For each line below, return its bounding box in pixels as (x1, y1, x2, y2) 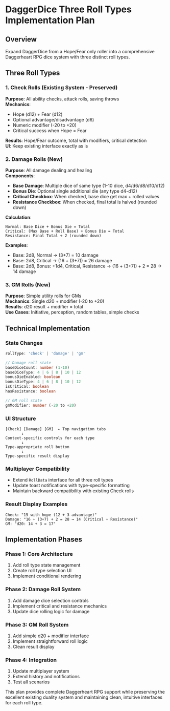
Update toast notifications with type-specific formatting (12, 483, 130, 489)
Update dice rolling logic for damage (12, 608, 90, 614)
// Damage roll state (5, 360, 52, 365)
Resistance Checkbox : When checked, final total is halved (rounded (12, 199, 157, 205)
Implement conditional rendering (12, 573, 82, 579)
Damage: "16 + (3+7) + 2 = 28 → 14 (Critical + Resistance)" (5, 516, 138, 522)
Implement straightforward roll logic (12, 638, 88, 644)
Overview (5, 35, 37, 44)
